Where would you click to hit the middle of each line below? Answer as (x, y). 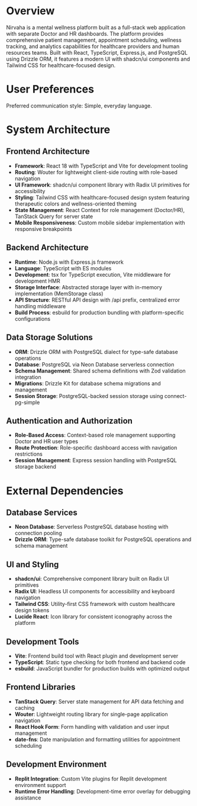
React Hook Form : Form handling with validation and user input (92, 726)
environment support (40, 785)
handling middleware (40, 306)
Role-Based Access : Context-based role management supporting (95, 435)
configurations (33, 318)
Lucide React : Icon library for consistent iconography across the (93, 617)
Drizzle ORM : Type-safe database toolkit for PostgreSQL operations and (103, 539)
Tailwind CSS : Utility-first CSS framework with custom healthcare (95, 604)
